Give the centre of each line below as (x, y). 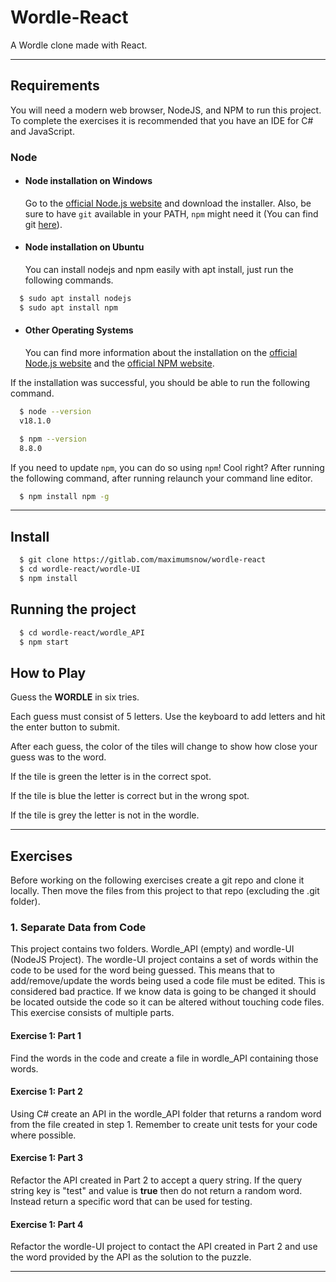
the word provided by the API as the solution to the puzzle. (131, 1257)
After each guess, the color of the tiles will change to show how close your (164, 747)
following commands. (69, 280)
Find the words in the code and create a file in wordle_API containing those (164, 1058)
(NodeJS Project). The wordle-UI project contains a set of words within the (164, 960)
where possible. (43, 1135)
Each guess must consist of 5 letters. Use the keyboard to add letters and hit (168, 717)
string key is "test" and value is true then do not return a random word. (156, 1190)
